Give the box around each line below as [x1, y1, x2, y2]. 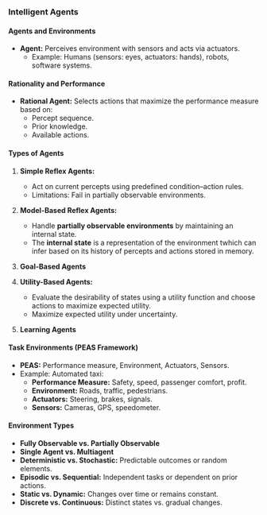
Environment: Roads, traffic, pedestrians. [31, 385, 168, 395]
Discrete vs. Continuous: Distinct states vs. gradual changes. [19, 498, 222, 507]
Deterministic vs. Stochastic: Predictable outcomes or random [19, 455, 228, 465]
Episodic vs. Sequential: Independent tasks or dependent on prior [19, 472, 238, 482]
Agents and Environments [8, 26, 96, 36]
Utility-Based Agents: [19, 277, 93, 286]
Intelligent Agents [8, 6, 79, 17]
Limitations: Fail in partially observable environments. [31, 190, 207, 199]
